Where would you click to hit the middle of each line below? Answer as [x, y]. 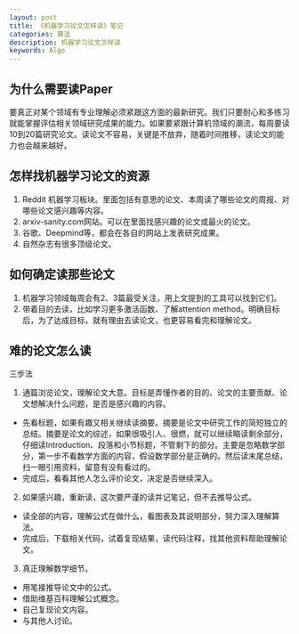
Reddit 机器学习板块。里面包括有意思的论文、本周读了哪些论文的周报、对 [156, 199]
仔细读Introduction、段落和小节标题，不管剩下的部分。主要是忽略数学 [149, 445]
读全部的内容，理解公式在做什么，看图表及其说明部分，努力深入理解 [147, 516]
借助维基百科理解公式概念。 [73, 598]
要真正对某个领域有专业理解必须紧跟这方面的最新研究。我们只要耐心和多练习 [149, 111]
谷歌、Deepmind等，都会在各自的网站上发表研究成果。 [123, 232]
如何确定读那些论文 [62, 275]
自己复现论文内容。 [57, 610]
